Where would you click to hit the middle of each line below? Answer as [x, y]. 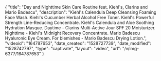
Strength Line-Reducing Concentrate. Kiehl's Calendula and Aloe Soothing [80, 22]
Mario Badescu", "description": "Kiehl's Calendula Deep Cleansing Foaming [81, 12]
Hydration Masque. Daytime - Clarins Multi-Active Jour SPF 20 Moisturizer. [80, 28]
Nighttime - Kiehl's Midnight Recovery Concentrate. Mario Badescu [72, 33]
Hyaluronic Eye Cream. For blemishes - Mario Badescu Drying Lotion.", [76, 38]
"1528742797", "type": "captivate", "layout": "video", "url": [63, 49]
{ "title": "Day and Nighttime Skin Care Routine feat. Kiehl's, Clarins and [77, 7]
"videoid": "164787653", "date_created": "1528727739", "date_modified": [78, 43]
